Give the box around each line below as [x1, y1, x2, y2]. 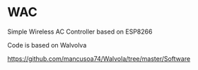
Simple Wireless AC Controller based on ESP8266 [7, 27, 153, 36]
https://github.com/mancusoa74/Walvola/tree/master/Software [7, 54, 191, 63]
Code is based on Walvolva [7, 41, 87, 49]
